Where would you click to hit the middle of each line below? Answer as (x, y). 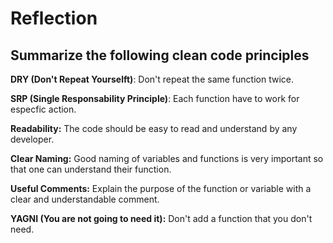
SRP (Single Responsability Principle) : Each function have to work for (155, 98)
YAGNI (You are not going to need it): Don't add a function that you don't (161, 218)
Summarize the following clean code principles (160, 55)
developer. (32, 139)
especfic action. (43, 109)
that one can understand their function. (91, 169)
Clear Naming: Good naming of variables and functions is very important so (167, 158)
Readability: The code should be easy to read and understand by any (154, 128)
